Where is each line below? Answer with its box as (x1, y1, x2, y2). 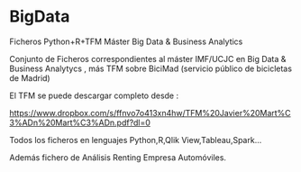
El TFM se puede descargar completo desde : (9, 90, 179, 101)
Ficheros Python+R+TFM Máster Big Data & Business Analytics (9, 36, 243, 47)
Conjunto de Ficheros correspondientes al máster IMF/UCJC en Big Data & (9, 53, 287, 64)
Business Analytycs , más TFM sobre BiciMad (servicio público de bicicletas (9, 63, 293, 74)
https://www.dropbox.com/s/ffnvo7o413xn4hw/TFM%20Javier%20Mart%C (9, 107, 291, 118)
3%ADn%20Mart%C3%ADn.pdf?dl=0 (9, 117, 151, 128)
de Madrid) (9, 72, 51, 83)
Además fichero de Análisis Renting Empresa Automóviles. (9, 151, 227, 163)
